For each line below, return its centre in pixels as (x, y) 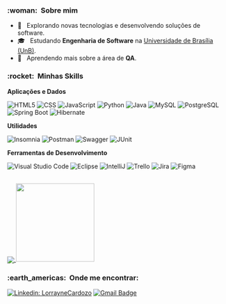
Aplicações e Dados (37, 91)
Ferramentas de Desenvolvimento (57, 152)
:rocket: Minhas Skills (45, 77)
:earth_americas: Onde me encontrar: (73, 278)
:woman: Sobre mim (43, 10)
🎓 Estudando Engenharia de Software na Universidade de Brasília (115, 41)
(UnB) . (26, 51)
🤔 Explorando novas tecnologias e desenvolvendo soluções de (109, 26)
